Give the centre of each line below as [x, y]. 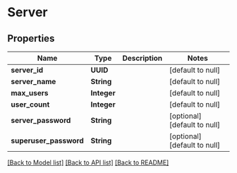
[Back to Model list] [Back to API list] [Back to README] [88, 162]
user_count [30, 105]
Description [142, 58]
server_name [34, 82]
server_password [41, 120]
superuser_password [48, 141]
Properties [31, 38]
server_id [27, 70]
